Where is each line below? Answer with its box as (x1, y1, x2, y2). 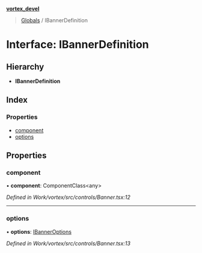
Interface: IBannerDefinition (6, 38, 149, 52)
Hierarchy (6, 61, 44, 72)
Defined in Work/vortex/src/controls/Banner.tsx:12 (6, 194, 130, 201)
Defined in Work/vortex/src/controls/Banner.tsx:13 (6, 240, 131, 247)
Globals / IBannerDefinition (20, 17, 88, 23)
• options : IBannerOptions (6, 228, 72, 235)
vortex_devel (6, 5, 40, 12)
